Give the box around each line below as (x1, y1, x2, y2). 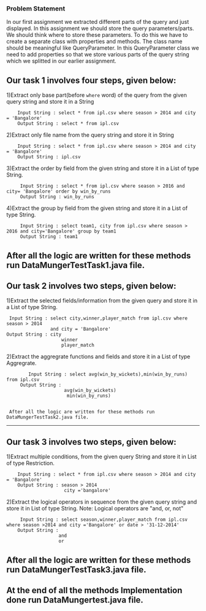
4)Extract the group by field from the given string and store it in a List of (6, 204, 188, 212)
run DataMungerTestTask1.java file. (6, 259, 145, 271)
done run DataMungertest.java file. (6, 594, 144, 605)
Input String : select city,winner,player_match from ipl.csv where (9, 315, 188, 321)
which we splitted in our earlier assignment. (6, 57, 116, 65)
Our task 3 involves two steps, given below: (6, 437, 177, 447)
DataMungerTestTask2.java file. (6, 414, 89, 421)
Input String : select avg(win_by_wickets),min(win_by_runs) (28, 371, 188, 378)
